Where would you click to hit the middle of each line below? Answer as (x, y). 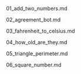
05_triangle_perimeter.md (37, 54)
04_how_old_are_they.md (37, 42)
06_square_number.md (34, 65)
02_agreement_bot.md (33, 20)
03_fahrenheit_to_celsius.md (41, 31)
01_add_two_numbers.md (37, 8)
